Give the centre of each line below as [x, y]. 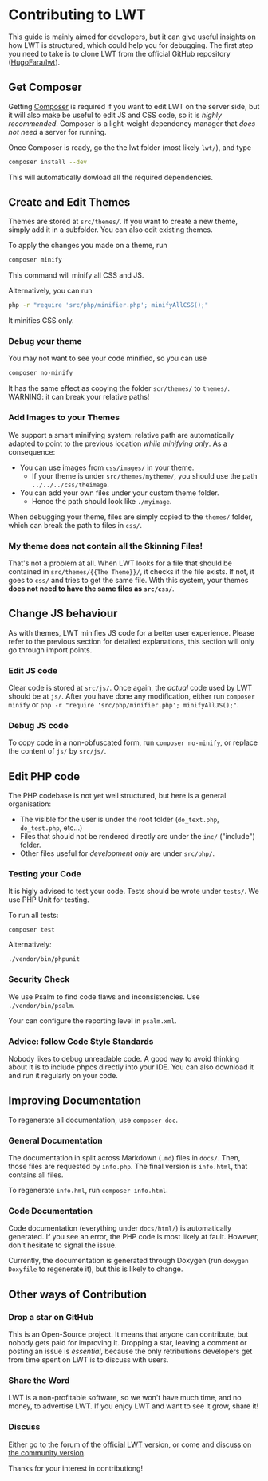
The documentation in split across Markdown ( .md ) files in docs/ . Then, [124, 1158]
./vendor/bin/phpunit [44, 959]
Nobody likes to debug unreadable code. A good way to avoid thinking [124, 1059]
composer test [32, 930]
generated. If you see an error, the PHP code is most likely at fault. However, [134, 1237]
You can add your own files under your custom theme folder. [119, 493]
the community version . [47, 1452]
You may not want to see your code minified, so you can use [108, 358]
